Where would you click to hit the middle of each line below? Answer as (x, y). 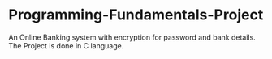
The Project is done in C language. (66, 45)
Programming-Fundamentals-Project (136, 15)
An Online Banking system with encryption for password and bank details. (132, 37)
